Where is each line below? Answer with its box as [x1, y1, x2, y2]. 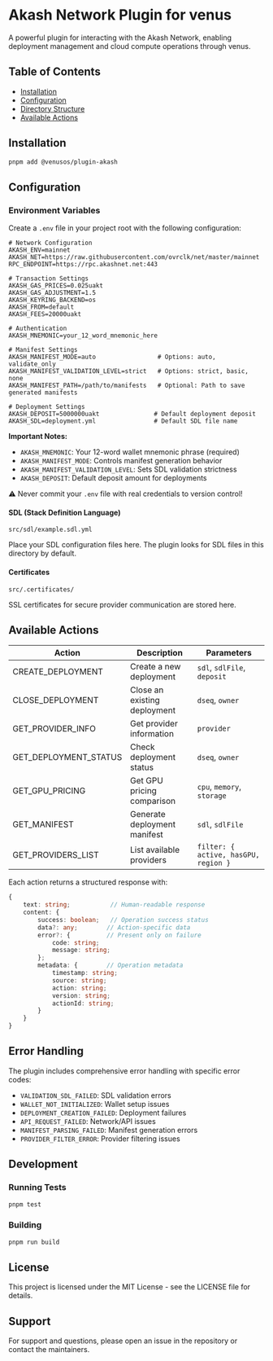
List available [129, 845, 180, 856]
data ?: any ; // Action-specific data [37, 923, 191, 932]
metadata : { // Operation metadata [37, 961, 184, 970]
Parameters [206, 648, 252, 659]
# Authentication [8, 324, 67, 333]
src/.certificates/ [8, 585, 75, 594]
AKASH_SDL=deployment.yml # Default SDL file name [8, 417, 238, 425]
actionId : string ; [51, 999, 115, 1008]
